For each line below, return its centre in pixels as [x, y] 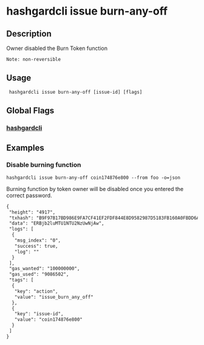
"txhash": [21, 218]
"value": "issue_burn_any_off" [54, 297]
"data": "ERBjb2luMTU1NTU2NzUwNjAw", [56, 223]
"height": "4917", [32, 212]
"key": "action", [36, 291]
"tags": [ [21, 280]
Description [29, 34]
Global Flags [30, 111]
